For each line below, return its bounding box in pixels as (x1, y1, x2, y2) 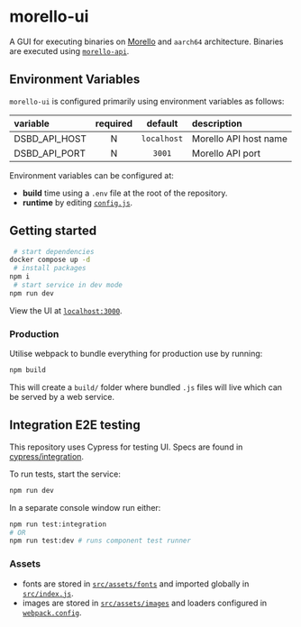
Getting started (9, 223, 97, 239)
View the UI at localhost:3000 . (9, 304, 123, 316)
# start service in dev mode (13, 281, 123, 290)
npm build (9, 366, 47, 375)
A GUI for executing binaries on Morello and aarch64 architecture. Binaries (9, 36, 284, 47)
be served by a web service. (9, 391, 115, 402)
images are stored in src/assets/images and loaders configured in (22, 597, 268, 608)
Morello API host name (191, 132, 288, 145)
